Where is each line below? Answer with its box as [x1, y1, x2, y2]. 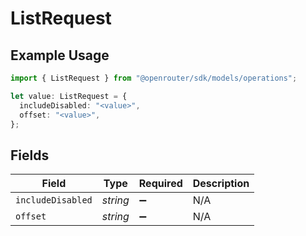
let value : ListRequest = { [10, 91, 128, 101]
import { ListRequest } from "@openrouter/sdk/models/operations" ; [10, 73, 298, 83]
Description [192, 177, 250, 191]
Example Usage [10, 47, 110, 64]
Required [138, 177, 183, 191]
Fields [10, 147, 50, 164]
